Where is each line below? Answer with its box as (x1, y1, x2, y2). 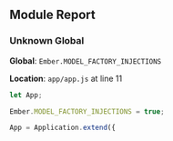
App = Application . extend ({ (9, 123, 117, 133)
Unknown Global (9, 35, 85, 47)
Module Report (9, 7, 96, 23)
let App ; (9, 90, 43, 99)
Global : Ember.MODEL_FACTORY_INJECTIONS (9, 55, 162, 66)
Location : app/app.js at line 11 (9, 73, 123, 84)
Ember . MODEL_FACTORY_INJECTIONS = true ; (9, 106, 166, 116)
